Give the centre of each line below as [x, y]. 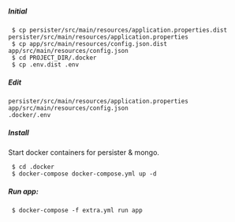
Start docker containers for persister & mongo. [84, 152]
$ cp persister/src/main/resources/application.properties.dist [119, 30]
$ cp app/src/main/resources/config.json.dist [90, 43]
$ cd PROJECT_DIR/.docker [54, 58]
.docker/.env [30, 115]
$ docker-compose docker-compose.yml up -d [84, 174]
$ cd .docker [33, 167]
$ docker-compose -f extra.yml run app [77, 210]
